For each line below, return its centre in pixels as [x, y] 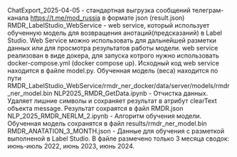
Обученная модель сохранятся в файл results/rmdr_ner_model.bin [107, 123]
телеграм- [208, 10]
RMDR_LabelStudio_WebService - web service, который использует [109, 25]
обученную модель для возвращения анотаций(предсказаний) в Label [115, 33]
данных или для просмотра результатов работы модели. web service [113, 48]
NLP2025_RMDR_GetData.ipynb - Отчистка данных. [131, 93]
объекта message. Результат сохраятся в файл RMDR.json [95, 108]
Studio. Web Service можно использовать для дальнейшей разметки [112, 40]
